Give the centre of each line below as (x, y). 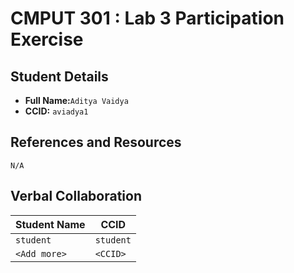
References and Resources (96, 142)
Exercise (47, 39)
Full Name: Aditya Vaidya (76, 100)
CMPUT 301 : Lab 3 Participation (147, 18)
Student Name (50, 224)
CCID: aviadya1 (56, 111)
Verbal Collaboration (76, 196)
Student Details (59, 76)
